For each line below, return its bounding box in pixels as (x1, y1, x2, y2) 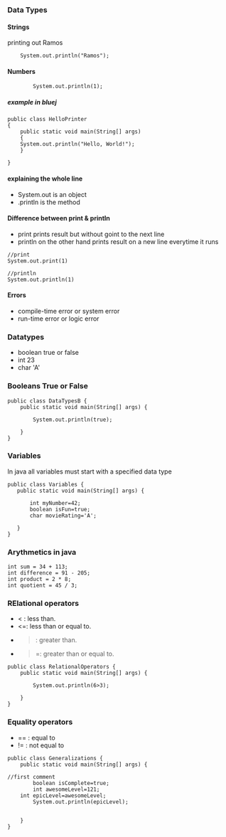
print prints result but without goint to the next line (17, 230, 165, 238)
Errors (7, 291, 26, 299)
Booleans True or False (7, 381, 89, 391)
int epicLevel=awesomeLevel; (20, 791, 107, 799)
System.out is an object (17, 190, 87, 198)
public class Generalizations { (7, 755, 103, 762)
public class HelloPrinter (7, 116, 87, 123)
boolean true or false (17, 348, 80, 357)
